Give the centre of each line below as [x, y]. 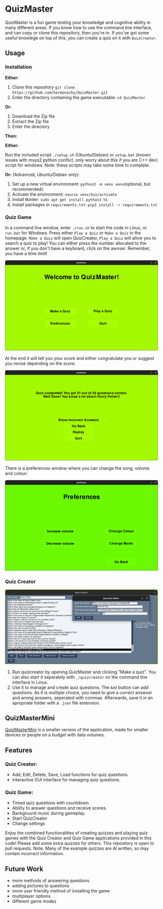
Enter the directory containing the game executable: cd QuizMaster [79, 97]
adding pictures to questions [41, 886]
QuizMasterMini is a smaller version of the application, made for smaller [77, 730]
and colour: [16, 473]
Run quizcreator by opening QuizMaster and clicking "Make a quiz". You [84, 672]
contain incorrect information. [35, 854]
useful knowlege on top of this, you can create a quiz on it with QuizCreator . [81, 38]
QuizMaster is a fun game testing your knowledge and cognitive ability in [78, 22]
